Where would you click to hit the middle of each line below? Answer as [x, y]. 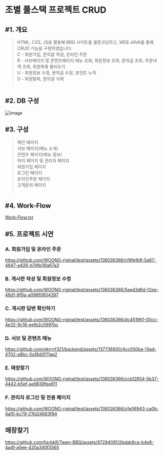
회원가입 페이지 [31, 166]
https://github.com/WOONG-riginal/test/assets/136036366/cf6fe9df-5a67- [81, 260]
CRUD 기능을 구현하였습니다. [45, 48]
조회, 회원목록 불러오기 [44, 67]
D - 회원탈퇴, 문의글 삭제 [41, 79]
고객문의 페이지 [31, 185]
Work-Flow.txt [19, 217]
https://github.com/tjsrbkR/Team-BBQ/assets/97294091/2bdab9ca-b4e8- [80, 442]
